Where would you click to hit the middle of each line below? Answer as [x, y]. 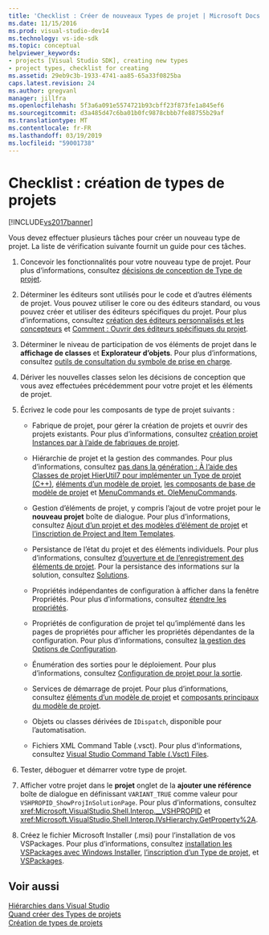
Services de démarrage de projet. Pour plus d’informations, [130, 689]
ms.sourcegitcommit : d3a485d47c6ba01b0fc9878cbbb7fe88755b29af [116, 114]
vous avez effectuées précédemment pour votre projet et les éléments [136, 386]
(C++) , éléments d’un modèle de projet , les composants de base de [143, 484]
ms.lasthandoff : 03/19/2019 [55, 135]
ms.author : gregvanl [43, 91]
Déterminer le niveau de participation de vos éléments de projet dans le [138, 345]
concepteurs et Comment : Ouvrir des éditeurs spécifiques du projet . [134, 329]
